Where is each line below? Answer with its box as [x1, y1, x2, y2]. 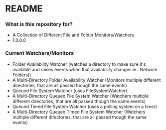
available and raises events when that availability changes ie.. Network [12, 66, 158, 72]
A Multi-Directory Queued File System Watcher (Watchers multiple [12, 93, 149, 99]
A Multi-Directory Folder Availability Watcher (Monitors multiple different [12, 77, 161, 83]
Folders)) [12, 72, 31, 78]
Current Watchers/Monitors [5, 50, 74, 57]
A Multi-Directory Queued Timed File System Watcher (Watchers [12, 109, 146, 115]
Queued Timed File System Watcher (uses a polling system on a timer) [12, 103, 158, 110]
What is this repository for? [5, 21, 73, 28]
